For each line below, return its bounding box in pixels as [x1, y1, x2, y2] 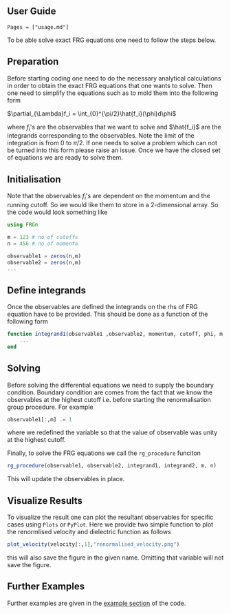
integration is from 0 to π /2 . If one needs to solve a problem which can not [7, 139, 218, 147]
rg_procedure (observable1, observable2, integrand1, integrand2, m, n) [7, 463, 217, 469]
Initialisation [7, 173, 61, 185]
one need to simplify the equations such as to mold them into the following [7, 89, 219, 97]
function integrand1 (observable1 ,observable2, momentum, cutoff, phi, [7, 330, 217, 338]
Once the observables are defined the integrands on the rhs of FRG [7, 303, 198, 311]
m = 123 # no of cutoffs [7, 233, 78, 240]
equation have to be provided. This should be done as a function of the [7, 310, 208, 319]
